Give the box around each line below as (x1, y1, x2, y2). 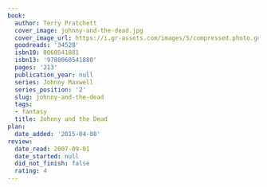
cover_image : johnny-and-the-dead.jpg (14, 26, 144, 34)
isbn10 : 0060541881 (14, 49, 80, 56)
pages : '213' (14, 64, 58, 72)
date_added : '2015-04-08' (14, 130, 101, 138)
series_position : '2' (14, 85, 87, 94)
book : (7, 11, 26, 20)
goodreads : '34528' (14, 41, 80, 49)
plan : (7, 123, 26, 131)
